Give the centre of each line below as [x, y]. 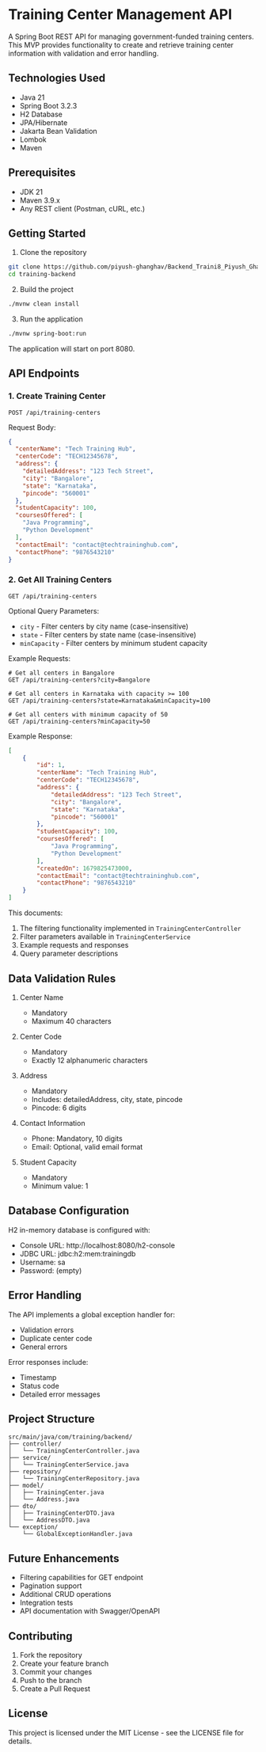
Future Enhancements [64, 1558]
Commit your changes [56, 1671]
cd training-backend [42, 275]
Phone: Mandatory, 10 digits [77, 1138]
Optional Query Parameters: [54, 610]
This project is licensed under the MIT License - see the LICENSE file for [126, 1732]
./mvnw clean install [44, 304]
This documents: [36, 913]
